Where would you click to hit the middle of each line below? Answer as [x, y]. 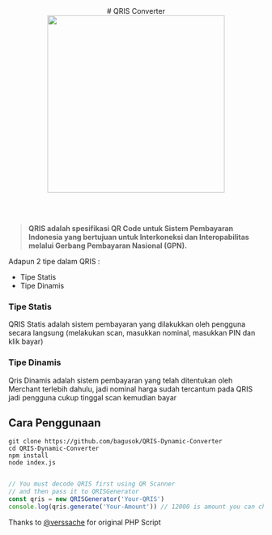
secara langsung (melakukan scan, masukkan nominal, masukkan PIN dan [132, 333]
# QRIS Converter [136, 11]
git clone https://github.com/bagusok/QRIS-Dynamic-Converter [115, 442]
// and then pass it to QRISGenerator [74, 492]
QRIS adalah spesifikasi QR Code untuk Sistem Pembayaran [131, 228]
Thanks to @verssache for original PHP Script [85, 522]
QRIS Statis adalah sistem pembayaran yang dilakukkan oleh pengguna [127, 324]
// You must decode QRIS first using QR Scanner [92, 484]
